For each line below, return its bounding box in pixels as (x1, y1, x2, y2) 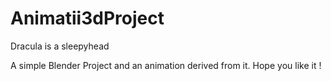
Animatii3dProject (10, 7, 165, 30)
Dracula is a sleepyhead (10, 40, 110, 52)
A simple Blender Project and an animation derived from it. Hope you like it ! (10, 59, 322, 71)
